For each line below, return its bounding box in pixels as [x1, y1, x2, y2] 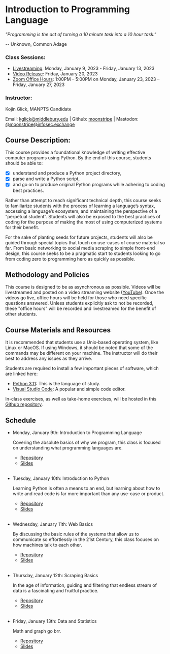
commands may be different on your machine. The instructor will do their [5, 350, 158, 356]
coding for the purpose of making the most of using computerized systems [5, 219, 162, 225]
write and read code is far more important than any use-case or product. [12, 490, 165, 497]
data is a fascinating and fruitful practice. [12, 587, 99, 593]
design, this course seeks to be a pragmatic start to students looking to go [5, 250, 161, 257]
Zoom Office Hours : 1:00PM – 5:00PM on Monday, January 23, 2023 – [12, 76, 160, 82]
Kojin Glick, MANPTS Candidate [5, 106, 72, 112]
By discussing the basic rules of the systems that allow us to [12, 531, 140, 537]
